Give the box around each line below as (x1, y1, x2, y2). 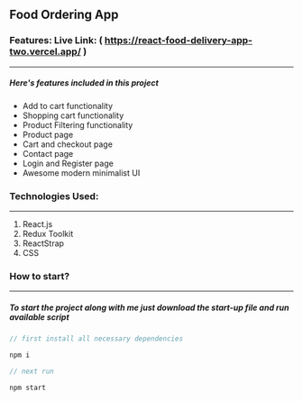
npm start (9, 383, 47, 392)
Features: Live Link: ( (9, 34, 103, 47)
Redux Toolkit (22, 228, 74, 239)
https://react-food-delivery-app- (104, 34, 252, 47)
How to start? (9, 269, 70, 282)
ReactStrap (22, 238, 65, 249)
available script (9, 311, 69, 323)
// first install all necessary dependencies (9, 334, 183, 343)
